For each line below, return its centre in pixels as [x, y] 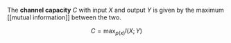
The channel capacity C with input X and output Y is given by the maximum [115, 10]
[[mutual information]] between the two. [64, 17]
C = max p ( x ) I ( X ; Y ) [117, 32]
